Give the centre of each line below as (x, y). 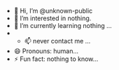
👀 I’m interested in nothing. (52, 18)
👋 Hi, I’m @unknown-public (53, 11)
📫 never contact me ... (57, 41)
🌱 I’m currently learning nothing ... (63, 26)
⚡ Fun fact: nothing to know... (56, 59)
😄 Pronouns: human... (46, 51)
